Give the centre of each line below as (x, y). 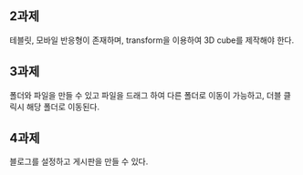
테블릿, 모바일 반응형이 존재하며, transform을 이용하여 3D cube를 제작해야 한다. (152, 40)
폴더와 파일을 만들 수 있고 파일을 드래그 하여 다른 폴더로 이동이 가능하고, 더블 (146, 95)
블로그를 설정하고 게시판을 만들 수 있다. (79, 161)
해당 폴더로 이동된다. (63, 107)
